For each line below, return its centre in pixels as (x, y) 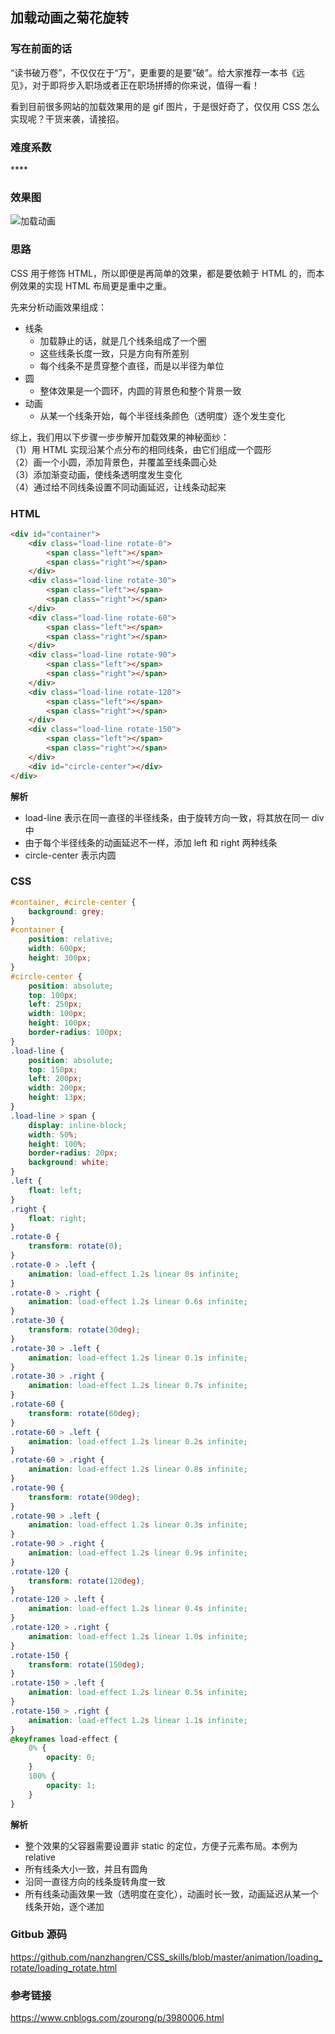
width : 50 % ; (53, 1134)
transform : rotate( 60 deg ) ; (84, 1413)
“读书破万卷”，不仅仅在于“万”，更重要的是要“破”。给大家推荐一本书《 (153, 72)
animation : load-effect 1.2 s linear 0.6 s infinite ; (138, 1302)
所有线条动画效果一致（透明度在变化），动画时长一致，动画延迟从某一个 (171, 1894)
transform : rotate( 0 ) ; (75, 1246)
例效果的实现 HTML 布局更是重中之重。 (91, 285)
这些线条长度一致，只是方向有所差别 (114, 353)
